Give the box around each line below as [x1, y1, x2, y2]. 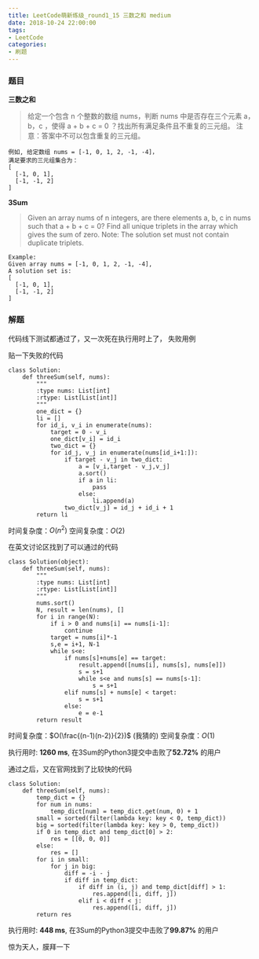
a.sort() [78, 469, 108, 477]
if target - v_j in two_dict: [64, 455, 163, 464]
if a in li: [78, 476, 118, 484]
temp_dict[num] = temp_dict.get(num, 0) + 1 [49, 807, 199, 816]
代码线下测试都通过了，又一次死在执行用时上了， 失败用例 [8, 333, 196, 343]
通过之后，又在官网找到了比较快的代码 [8, 764, 132, 774]
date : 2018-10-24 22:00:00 [8, 19, 97, 27]
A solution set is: [8, 267, 72, 275]
